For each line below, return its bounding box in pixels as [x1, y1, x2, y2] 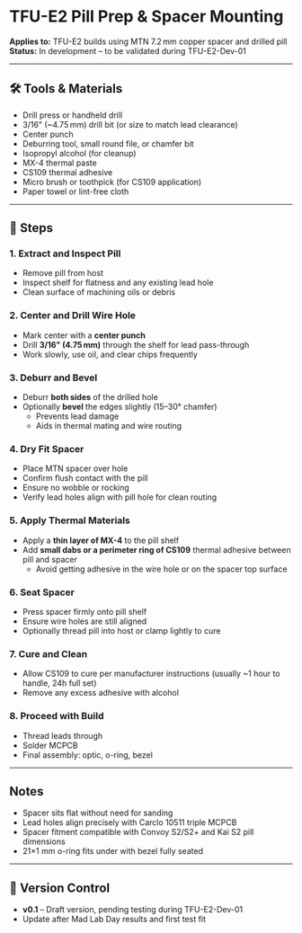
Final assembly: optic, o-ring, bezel [22, 749, 153, 760]
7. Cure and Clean [9, 647, 88, 660]
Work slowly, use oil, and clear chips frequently [22, 349, 198, 360]
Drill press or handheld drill [22, 110, 123, 120]
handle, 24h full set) [22, 678, 97, 689]
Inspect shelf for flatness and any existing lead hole [22, 277, 214, 289]
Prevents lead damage [35, 411, 120, 422]
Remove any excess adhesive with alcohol [22, 688, 180, 698]
